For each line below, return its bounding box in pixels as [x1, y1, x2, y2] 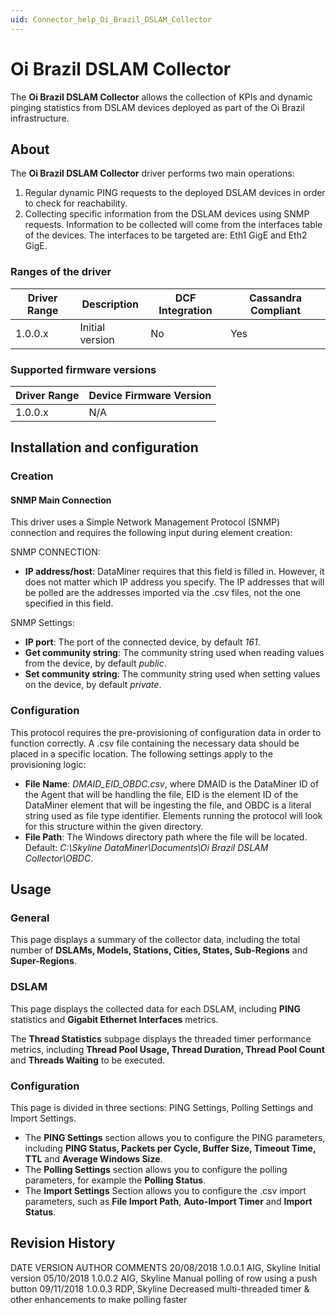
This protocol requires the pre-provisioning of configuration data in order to [10, 726, 322, 738]
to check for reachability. [24, 197, 128, 210]
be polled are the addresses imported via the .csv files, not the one [24, 587, 302, 599]
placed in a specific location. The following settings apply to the [10, 747, 273, 760]
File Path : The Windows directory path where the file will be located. [24, 831, 308, 843]
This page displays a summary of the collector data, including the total [10, 934, 301, 946]
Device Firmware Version [88, 388, 212, 402]
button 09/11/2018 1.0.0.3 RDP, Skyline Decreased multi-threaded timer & [10, 1282, 310, 1295]
